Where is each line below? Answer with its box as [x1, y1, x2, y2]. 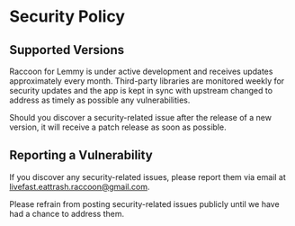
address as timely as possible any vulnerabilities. [9, 95, 191, 105]
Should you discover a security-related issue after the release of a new [9, 113, 273, 122]
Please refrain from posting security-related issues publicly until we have [9, 198, 281, 209]
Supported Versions [9, 42, 124, 58]
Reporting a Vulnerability [9, 148, 153, 163]
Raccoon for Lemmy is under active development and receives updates [9, 66, 273, 77]
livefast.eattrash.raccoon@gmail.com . [9, 181, 150, 192]
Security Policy [9, 6, 126, 27]
